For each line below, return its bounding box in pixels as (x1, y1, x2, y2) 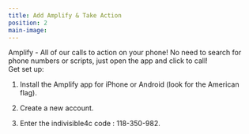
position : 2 (8, 19, 47, 27)
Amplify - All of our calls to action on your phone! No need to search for (8, 48, 242, 58)
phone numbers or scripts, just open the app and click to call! (8, 56, 208, 65)
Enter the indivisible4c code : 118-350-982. (19, 119, 160, 128)
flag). (19, 88, 37, 98)
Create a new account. (19, 103, 94, 113)
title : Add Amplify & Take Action (8, 11, 123, 20)
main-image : (8, 26, 47, 34)
